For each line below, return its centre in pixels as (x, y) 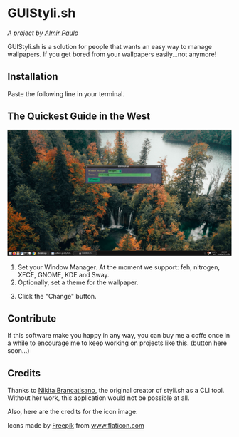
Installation (33, 77)
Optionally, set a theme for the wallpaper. (78, 282)
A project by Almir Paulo (43, 33)
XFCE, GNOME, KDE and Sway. (63, 274)
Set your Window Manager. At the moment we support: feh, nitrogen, (119, 267)
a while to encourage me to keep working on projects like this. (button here (117, 343)
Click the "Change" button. (57, 296)
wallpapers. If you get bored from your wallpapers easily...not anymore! (112, 54)
